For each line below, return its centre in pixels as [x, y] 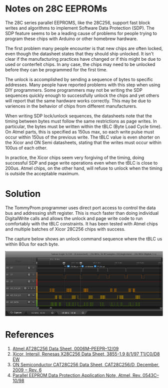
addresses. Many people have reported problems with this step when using [83, 85]
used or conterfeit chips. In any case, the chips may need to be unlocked [80, 64]
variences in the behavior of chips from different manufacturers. [71, 106]
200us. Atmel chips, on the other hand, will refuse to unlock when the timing [84, 168]
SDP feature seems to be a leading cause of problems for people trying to [81, 33]
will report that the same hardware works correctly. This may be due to [78, 100]
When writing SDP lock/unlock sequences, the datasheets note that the [79, 115]
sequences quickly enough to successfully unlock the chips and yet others [82, 95]
